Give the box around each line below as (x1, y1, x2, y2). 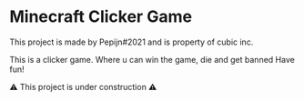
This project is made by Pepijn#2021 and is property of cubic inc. (9, 36, 254, 47)
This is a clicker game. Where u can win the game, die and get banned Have (9, 54, 296, 65)
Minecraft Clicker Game (9, 6, 193, 27)
